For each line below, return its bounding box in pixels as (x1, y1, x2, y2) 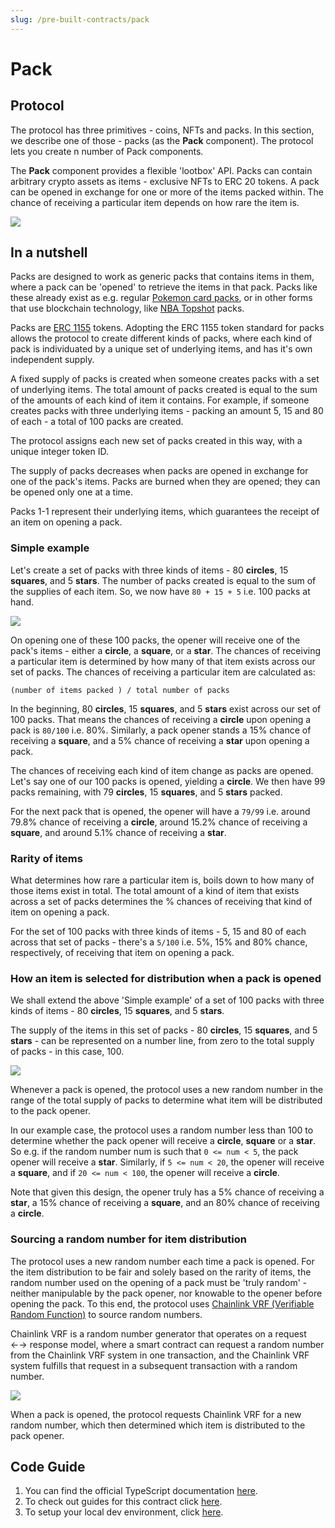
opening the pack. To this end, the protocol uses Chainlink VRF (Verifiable (10, 1297, 315, 1310)
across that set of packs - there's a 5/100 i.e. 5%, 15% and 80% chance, (10, 936, 308, 948)
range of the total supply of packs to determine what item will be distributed (10, 1094, 323, 1106)
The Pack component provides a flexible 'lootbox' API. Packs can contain (10, 164, 313, 176)
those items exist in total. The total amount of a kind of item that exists (10, 885, 300, 897)
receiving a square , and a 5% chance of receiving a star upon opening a (10, 734, 310, 746)
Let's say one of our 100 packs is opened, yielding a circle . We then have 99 (10, 775, 326, 787)
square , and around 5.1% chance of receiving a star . (10, 826, 227, 838)
